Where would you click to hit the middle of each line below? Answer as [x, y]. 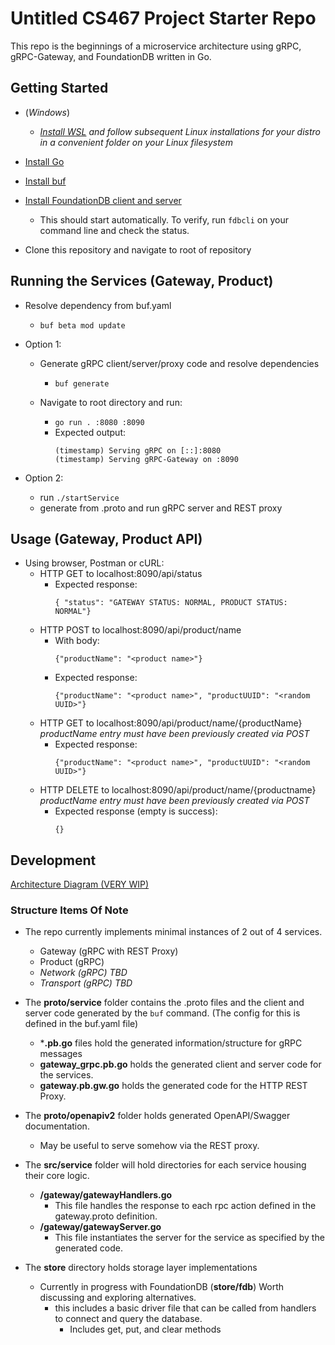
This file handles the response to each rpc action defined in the [185, 1206]
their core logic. [57, 1176]
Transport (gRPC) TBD [86, 983]
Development [53, 860]
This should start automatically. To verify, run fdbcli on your [164, 219]
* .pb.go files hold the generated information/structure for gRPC [171, 1043]
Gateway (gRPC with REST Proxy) [109, 951]
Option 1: [43, 344]
